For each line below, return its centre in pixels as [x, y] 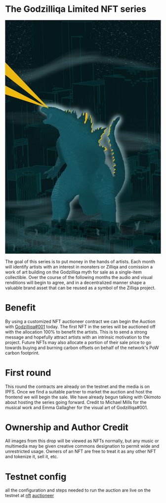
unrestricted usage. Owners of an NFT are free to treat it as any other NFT [81, 451]
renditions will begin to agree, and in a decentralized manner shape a [75, 282]
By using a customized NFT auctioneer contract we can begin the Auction [80, 321]
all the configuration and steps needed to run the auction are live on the [78, 490]
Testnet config [36, 477]
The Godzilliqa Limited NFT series [76, 9]
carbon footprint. [22, 353]
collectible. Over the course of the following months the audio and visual [79, 277]
